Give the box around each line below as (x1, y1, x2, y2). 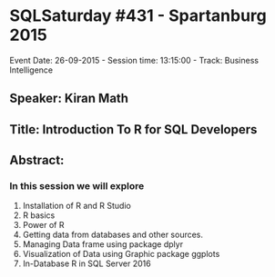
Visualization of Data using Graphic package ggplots (22, 249, 220, 260)
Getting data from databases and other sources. (22, 229, 203, 241)
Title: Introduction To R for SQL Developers (9, 122, 258, 137)
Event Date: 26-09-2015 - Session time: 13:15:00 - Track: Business (9, 54, 260, 65)
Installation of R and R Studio (22, 201, 132, 212)
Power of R (22, 220, 65, 231)
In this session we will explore (9, 180, 145, 193)
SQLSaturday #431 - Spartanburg (9, 5, 267, 26)
